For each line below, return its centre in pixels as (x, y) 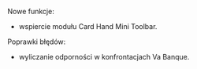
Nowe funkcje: (31, 11)
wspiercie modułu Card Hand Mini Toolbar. (88, 26)
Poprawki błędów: (37, 42)
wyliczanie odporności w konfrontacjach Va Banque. (104, 57)
